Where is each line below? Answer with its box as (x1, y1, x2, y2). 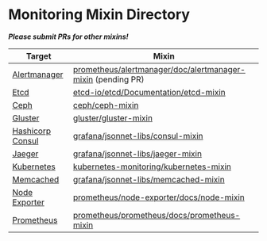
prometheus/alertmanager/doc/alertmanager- (72, 63, 246, 75)
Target (26, 50, 52, 61)
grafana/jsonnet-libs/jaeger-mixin (72, 148, 203, 159)
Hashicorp (12, 125, 52, 136)
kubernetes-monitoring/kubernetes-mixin (72, 161, 232, 172)
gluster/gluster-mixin (72, 113, 153, 124)
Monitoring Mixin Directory (8, 6, 191, 24)
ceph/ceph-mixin (72, 99, 139, 110)
